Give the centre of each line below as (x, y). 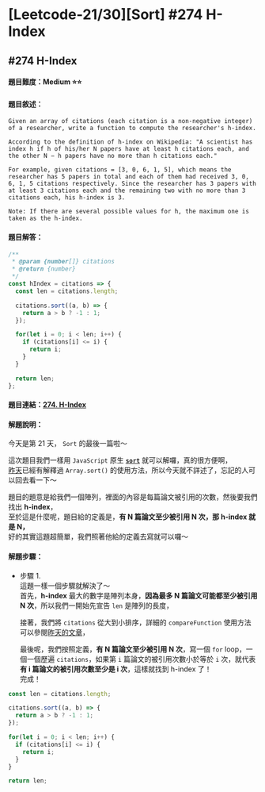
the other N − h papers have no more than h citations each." (113, 156)
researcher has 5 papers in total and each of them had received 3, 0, (129, 177)
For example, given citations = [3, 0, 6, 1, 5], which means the (120, 170)
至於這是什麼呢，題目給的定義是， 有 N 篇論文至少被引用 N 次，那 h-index (128, 517)
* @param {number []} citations (63, 262)
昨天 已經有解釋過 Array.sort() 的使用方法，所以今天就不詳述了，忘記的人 (129, 471)
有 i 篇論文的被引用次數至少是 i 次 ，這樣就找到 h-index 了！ (115, 669)
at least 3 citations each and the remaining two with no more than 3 (127, 191)
